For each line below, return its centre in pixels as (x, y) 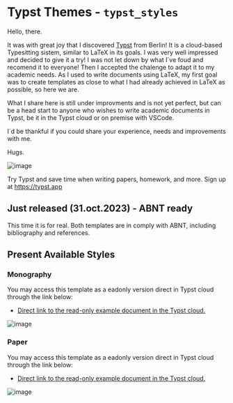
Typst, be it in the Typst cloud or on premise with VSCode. (91, 117)
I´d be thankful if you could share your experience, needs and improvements (116, 131)
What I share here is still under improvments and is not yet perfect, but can (114, 102)
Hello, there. (25, 31)
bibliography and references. (49, 233)
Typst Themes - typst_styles (93, 12)
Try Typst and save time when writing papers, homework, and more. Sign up (116, 179)
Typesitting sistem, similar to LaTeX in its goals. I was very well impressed (113, 52)
